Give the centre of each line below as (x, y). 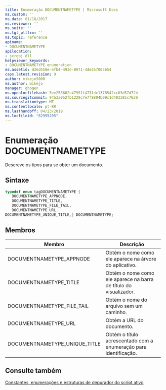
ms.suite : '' (19, 28)
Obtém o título (122, 334)
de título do (119, 285)
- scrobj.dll (19, 56)
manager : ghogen (22, 88)
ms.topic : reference (26, 38)
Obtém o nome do (126, 300)
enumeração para (126, 347)
